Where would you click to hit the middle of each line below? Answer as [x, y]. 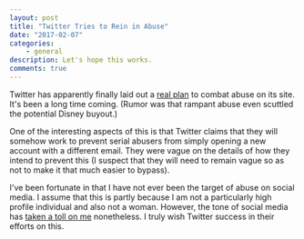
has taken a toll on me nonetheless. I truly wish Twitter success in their [142, 216]
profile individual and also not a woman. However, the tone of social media [149, 206]
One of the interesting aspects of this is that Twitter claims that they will [144, 131]
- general [45, 52]
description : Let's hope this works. [81, 60]
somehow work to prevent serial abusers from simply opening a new [138, 141]
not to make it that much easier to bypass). [90, 170]
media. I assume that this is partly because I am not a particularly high [141, 197]
